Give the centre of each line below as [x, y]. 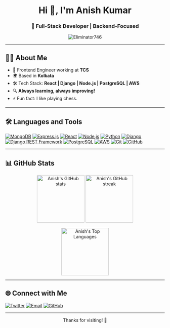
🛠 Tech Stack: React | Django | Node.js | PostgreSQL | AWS [76, 84]
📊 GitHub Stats [30, 163]
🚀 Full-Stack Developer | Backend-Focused [85, 26]
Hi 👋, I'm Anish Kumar [85, 10]
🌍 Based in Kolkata [33, 76]
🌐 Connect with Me [36, 293]
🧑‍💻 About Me [26, 58]
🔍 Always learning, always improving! [54, 91]
